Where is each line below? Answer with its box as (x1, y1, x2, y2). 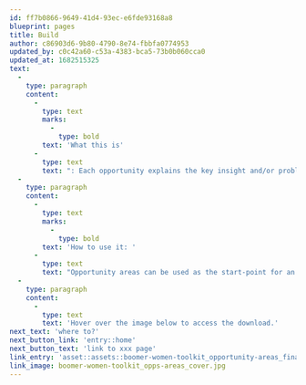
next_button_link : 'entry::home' (9, 336, 137, 345)
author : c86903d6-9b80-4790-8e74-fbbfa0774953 (9, 38, 189, 48)
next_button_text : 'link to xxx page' (9, 344, 157, 353)
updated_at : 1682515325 (9, 56, 100, 65)
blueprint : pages (9, 22, 76, 31)
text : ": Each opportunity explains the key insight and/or (42, 166, 275, 175)
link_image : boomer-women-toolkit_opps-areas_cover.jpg (9, 361, 226, 370)
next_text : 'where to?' (9, 328, 100, 337)
